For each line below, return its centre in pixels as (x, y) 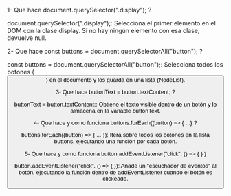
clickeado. (115, 178)
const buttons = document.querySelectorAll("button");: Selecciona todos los (115, 64)
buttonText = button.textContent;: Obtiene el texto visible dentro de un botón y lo (115, 104)
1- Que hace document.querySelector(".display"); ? (79, 10)
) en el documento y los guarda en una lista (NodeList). (115, 80)
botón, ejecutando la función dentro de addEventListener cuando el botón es (115, 172)
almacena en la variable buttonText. (115, 110)
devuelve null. (27, 38)
